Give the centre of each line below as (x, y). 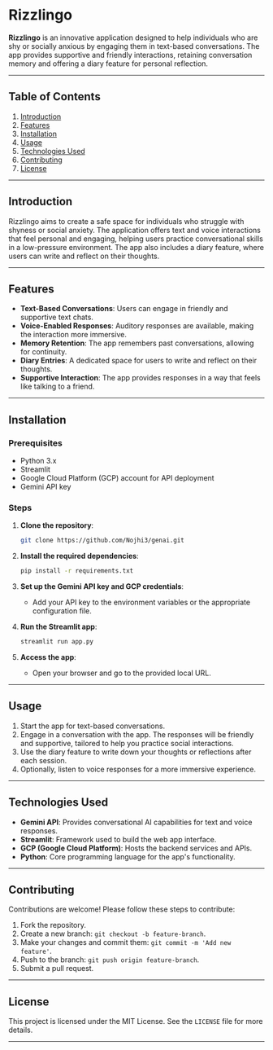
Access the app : (48, 657)
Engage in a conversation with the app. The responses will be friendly (137, 734)
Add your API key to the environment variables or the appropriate (141, 602)
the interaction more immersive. (74, 335)
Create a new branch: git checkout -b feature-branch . (113, 934)
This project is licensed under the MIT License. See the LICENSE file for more (136, 1021)
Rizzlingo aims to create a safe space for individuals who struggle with (126, 221)
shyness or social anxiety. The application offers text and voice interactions (135, 230)
